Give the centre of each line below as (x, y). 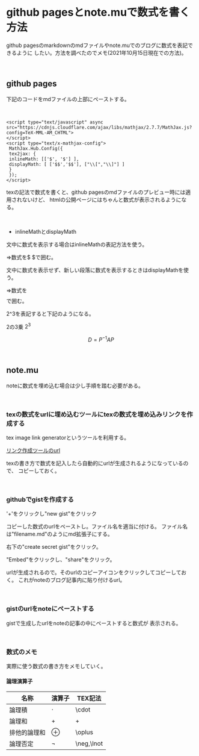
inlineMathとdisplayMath (46, 231)
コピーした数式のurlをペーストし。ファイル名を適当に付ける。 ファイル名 (97, 526)
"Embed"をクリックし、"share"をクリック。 (61, 560)
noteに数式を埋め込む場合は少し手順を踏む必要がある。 (75, 386)
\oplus (84, 733)
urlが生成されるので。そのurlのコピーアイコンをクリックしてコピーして (94, 572)
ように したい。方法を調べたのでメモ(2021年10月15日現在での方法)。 (102, 52)
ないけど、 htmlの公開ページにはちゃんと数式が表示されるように (102, 199)
